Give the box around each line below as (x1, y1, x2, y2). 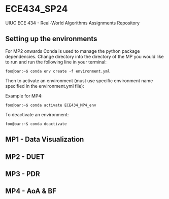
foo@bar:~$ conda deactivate (5, 121, 67, 126)
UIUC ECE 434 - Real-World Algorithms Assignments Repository (5, 20, 140, 26)
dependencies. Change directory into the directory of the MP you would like (5, 53, 164, 59)
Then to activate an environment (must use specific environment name (5, 77, 153, 84)
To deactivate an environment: (5, 111, 69, 117)
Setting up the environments (5, 35, 97, 43)
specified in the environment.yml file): (5, 83, 85, 89)
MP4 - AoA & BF (5, 187, 57, 195)
